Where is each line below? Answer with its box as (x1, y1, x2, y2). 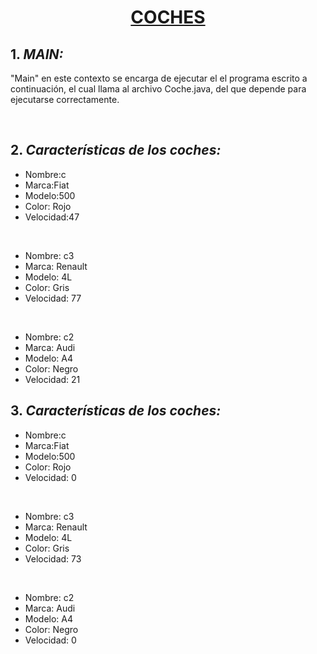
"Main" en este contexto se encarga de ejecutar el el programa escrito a (10, 72, 308, 84)
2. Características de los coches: (10, 142, 222, 159)
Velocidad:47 (24, 211, 80, 223)
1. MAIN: (10, 46, 64, 63)
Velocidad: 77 (24, 292, 82, 304)
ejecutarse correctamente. (10, 94, 120, 105)
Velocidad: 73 (24, 552, 82, 565)
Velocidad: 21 (24, 373, 81, 385)
